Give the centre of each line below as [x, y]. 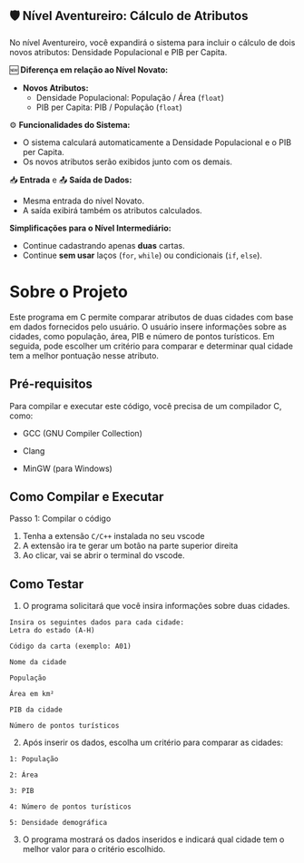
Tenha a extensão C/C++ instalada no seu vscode [113, 536]
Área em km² [32, 694]
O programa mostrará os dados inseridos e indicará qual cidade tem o [153, 839]
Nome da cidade [38, 662]
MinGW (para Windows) [68, 468]
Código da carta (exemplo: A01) [70, 647]
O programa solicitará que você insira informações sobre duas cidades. [156, 606]
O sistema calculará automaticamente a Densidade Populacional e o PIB [157, 142]
